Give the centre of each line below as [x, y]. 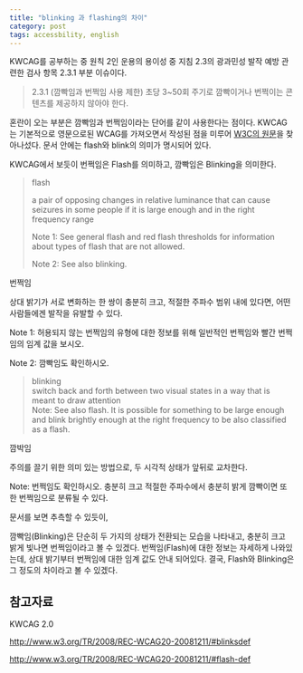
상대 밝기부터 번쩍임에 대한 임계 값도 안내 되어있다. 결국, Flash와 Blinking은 [161, 559]
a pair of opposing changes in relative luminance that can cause [151, 200]
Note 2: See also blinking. [79, 264]
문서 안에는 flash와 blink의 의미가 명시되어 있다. [127, 145]
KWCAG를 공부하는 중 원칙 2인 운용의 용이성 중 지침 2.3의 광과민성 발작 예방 [145, 62]
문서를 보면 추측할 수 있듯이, [59, 517]
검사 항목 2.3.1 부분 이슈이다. [76, 72]
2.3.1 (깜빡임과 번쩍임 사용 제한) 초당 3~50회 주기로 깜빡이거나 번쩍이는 [157, 92]
